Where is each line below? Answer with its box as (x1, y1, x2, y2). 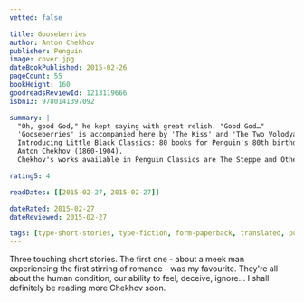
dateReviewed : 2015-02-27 (9, 212, 107, 222)
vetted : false (9, 13, 63, 23)
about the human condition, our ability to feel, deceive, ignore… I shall (9, 273, 270, 284)
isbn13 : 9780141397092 (9, 97, 95, 106)
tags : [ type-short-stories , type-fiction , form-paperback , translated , (9, 229, 285, 238)
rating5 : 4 (9, 171, 51, 181)
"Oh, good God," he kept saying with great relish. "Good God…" (17, 121, 265, 131)
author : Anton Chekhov (9, 38, 95, 47)
